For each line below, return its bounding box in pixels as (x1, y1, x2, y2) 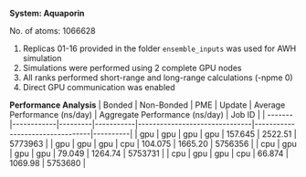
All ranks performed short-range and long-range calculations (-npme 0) (22, 72, 294, 83)
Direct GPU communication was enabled (22, 82, 175, 92)
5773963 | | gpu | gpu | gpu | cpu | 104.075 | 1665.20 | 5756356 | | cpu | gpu (9, 139, 297, 149)
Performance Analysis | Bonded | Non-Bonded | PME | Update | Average (9, 99, 286, 110)
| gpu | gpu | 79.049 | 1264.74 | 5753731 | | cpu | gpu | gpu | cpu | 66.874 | (9, 148, 290, 159)
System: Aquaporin (9, 8, 85, 18)
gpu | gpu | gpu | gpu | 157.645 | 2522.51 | (139, 129, 297, 140)
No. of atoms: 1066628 (9, 26, 96, 36)
